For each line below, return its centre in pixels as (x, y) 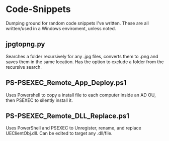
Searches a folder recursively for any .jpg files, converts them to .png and (82, 56)
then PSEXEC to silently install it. (39, 100)
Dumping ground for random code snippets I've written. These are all (77, 23)
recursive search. (24, 67)
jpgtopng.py (25, 44)
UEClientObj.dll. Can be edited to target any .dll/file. (59, 133)
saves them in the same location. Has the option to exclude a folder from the (85, 62)
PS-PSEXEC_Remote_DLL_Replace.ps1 (68, 116)
